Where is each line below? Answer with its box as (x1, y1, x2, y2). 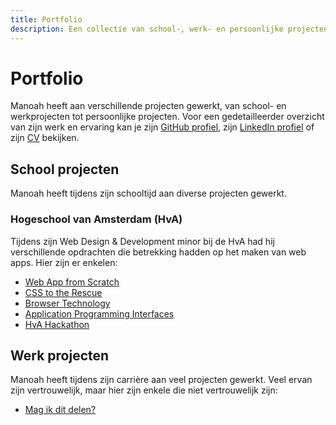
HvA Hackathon (24, 318, 90, 330)
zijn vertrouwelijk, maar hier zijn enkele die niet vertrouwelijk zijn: (10, 384, 278, 396)
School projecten (10, 161, 120, 178)
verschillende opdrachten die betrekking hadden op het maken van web (10, 246, 307, 258)
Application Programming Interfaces (24, 307, 175, 320)
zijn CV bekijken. (10, 132, 80, 144)
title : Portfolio (10, 14, 83, 25)
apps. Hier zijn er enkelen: (10, 256, 118, 268)
